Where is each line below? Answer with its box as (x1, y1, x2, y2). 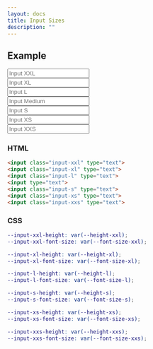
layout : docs (7, 10, 46, 18)
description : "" (7, 23, 55, 30)
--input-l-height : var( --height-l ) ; (7, 270, 115, 278)
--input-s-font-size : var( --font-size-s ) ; (7, 296, 135, 304)
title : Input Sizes (7, 17, 65, 24)
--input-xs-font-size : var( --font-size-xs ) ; (7, 315, 141, 322)
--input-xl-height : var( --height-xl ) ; (7, 251, 122, 258)
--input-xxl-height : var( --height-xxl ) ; (7, 231, 129, 239)
